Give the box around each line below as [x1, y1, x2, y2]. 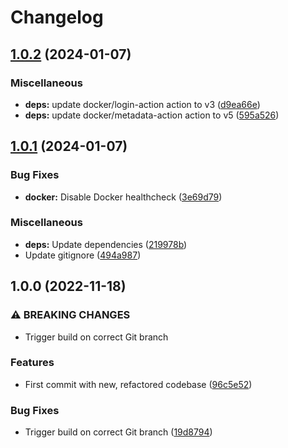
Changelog [10, 6, 104, 29]
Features [10, 356, 55, 370]
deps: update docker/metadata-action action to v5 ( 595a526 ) [24, 109, 280, 121]
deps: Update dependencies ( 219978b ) [24, 238, 188, 250]
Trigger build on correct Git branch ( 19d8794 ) [24, 426, 213, 438]
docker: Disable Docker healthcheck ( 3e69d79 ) [24, 191, 223, 203]
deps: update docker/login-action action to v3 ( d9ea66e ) [24, 98, 261, 110]
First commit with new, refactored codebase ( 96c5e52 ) [24, 378, 253, 390]
